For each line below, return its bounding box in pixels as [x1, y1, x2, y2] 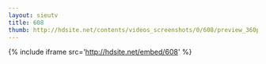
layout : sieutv [8, 11, 59, 20]
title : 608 [8, 19, 44, 27]
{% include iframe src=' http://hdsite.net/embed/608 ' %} [8, 48, 192, 57]
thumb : [8, 26, 30, 34]
